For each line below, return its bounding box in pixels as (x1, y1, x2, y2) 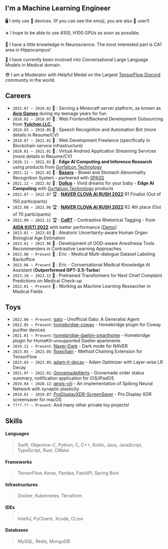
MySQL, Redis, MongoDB (17, 538, 70, 544)
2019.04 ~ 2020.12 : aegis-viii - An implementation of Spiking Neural (12, 381, 153, 387)
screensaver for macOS (12, 397, 62, 403)
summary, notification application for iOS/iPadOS (12, 375, 114, 381)
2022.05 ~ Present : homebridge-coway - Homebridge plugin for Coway (12, 322, 161, 328)
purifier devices (12, 327, 45, 333)
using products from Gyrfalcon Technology (12, 164, 102, 170)
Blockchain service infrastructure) (12, 142, 83, 148)
